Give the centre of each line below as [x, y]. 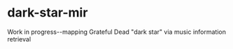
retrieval [19, 39]
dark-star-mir [48, 13]
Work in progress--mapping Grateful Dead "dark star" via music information [116, 32]
